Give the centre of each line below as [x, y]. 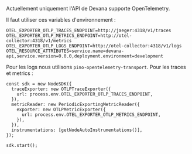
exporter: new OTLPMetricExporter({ [61, 109]
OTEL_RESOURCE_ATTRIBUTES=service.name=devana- [65, 51]
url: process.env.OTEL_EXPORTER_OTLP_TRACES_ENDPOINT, [85, 94]
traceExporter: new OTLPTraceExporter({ [61, 89]
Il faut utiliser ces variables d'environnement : [61, 20]
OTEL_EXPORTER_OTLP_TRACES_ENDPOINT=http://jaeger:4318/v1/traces [89, 30]
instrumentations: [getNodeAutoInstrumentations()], [77, 130]
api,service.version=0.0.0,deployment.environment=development [85, 56]
